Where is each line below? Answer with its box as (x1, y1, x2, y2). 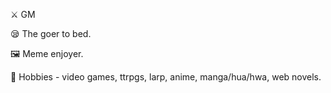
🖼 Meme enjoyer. (10, 48, 84, 59)
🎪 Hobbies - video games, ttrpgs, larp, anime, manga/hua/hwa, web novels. (10, 71, 322, 83)
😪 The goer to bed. (10, 28, 92, 39)
